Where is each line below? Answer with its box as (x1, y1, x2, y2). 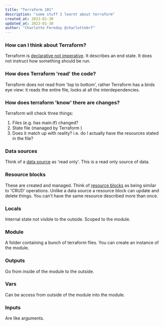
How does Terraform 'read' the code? (5, 70, 96, 77)
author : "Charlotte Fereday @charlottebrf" (5, 26, 95, 30)
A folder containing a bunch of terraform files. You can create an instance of (5, 239, 159, 246)
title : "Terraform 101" (5, 7, 54, 12)
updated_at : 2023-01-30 (5, 21, 54, 26)
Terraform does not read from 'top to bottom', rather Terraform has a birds (5, 82, 155, 88)
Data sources (5, 148, 38, 154)
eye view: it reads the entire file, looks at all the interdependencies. (5, 87, 140, 92)
